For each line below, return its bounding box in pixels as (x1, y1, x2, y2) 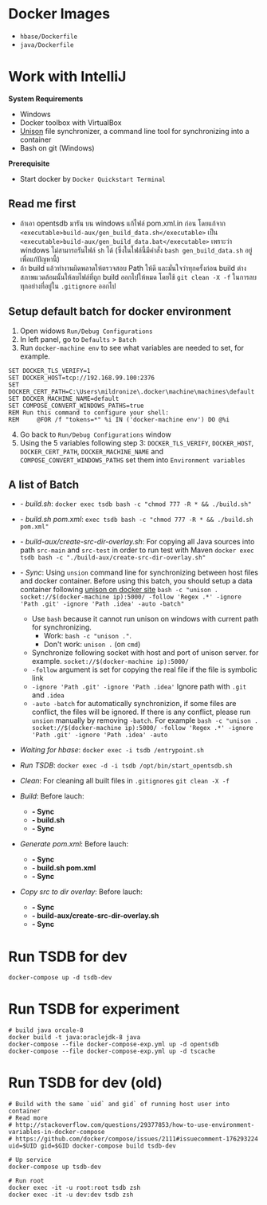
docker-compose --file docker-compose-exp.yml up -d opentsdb (8, 1041, 219, 1049)
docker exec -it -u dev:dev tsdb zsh (8, 1191, 134, 1199)
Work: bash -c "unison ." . (43, 631, 132, 641)
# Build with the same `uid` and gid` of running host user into (8, 1101, 230, 1109)
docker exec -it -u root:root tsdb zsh (8, 1184, 141, 1192)
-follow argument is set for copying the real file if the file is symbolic (31, 665, 257, 674)
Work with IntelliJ (8, 68, 127, 86)
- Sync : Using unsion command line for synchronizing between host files (19, 567, 259, 578)
